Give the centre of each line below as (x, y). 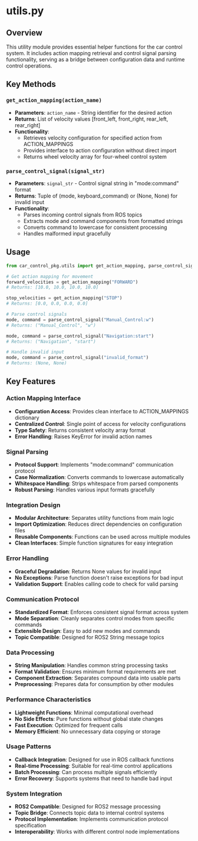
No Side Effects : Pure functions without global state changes (89, 719)
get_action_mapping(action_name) (54, 101)
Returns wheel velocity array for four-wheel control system (95, 156)
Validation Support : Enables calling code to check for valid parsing (96, 584)
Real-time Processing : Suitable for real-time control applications (93, 766)
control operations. (29, 66)
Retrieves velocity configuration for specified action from (93, 138)
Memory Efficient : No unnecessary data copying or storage (88, 731)
